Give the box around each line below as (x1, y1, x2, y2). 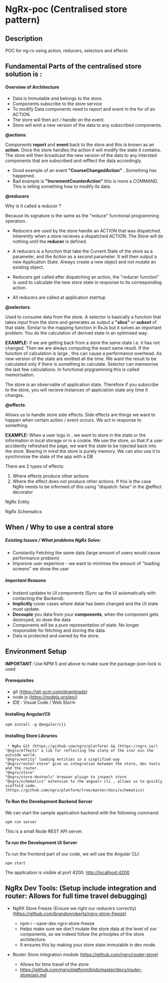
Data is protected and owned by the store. (12, 632, 100, 638)
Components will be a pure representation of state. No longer (12, 622, 139, 628)
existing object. (12, 264, 44, 270)
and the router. (5, 766, 39, 771)
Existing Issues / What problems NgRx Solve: (5, 537, 101, 543)
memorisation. (5, 371, 35, 378)
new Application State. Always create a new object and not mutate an (12, 259, 156, 265)
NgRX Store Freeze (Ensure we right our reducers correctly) (12, 905, 136, 911)
